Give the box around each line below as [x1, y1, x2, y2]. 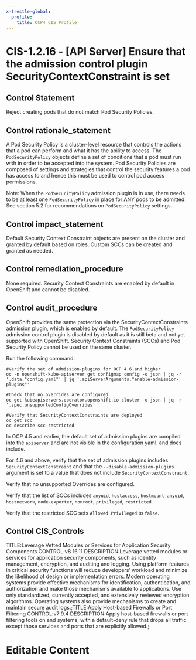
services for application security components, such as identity [6, 554, 157, 562]
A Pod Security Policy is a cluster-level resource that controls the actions [6, 141, 182, 148]
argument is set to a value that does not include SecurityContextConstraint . [6, 469, 189, 476]
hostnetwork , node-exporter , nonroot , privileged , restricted [6, 498, 152, 505]
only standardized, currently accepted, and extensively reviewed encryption [6, 591, 190, 598]
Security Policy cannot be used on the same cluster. [6, 343, 132, 351]
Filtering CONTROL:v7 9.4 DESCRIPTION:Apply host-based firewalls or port [6, 610, 188, 617]
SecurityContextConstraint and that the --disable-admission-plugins [6, 462, 174, 470]
